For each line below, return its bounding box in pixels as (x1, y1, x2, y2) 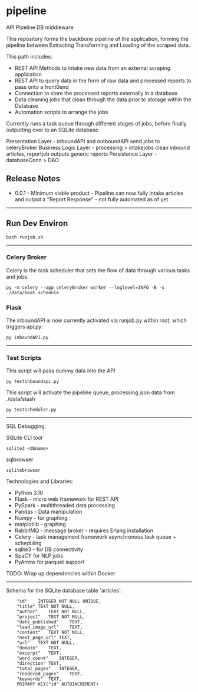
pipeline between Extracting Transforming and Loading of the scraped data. (6, 41, 190, 49)
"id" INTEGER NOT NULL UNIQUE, (16, 598, 101, 604)
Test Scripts (6, 354, 42, 362)
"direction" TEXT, (16, 661, 62, 667)
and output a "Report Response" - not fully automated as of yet (14, 195, 169, 202)
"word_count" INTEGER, (16, 655, 81, 661)
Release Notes (6, 173, 61, 184)
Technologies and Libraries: (6, 478, 74, 485)
